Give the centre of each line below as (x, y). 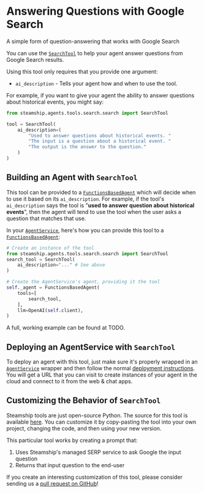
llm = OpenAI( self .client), (51, 310)
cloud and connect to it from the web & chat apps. (70, 381)
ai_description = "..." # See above (61, 265)
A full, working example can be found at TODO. (66, 328)
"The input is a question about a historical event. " (100, 141)
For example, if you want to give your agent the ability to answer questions (100, 95)
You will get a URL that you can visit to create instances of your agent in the (102, 375)
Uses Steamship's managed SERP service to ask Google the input (98, 452)
